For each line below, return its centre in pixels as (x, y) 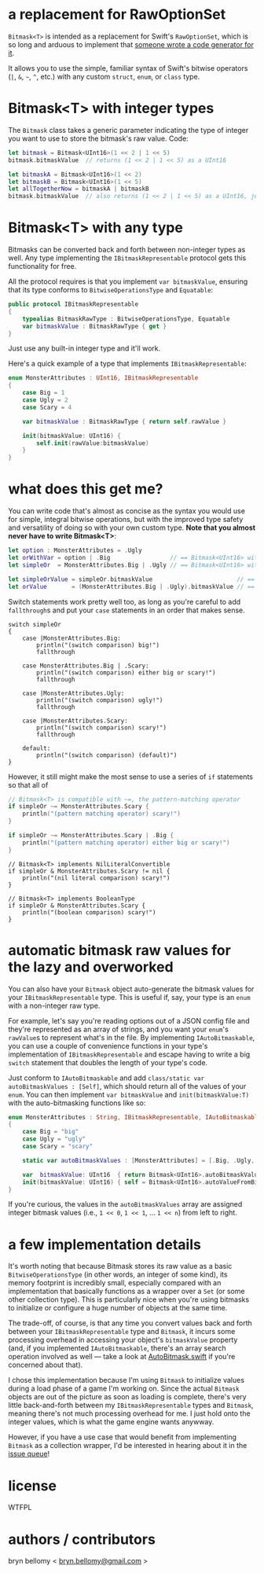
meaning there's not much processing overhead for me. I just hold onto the (129, 1413)
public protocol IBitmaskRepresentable (73, 304)
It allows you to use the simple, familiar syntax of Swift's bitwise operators (128, 68)
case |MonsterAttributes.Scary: (75, 721)
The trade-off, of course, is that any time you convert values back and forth (130, 1323)
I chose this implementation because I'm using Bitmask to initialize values (126, 1380)
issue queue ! (29, 1454)
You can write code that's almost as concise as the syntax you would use (127, 511)
